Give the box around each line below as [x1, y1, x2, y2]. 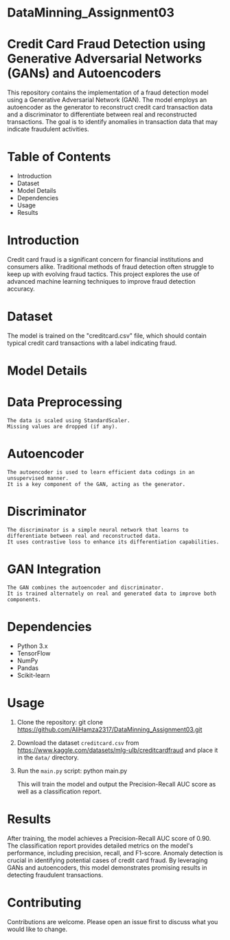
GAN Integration [7, 561, 102, 577]
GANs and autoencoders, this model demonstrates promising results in [7, 863, 207, 872]
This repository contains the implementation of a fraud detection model [7, 88, 209, 97]
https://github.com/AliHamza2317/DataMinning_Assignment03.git [16, 725, 203, 733]
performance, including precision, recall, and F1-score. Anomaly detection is [7, 848, 223, 857]
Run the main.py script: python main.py [16, 766, 128, 775]
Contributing [7, 895, 82, 910]
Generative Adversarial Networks [7, 51, 203, 67]
